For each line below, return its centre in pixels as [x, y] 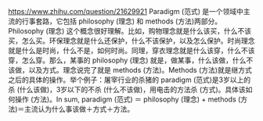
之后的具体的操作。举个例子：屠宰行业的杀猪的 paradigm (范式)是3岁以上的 [130, 80]
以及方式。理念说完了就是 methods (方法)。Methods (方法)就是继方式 [140, 70]
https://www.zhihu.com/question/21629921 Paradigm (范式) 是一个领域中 [126, 11]
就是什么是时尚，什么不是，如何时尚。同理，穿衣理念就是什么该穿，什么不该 [131, 50]
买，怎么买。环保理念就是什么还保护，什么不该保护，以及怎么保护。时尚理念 [131, 41]
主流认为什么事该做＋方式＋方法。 [79, 109]
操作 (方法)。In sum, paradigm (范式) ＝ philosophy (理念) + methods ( [128, 99]
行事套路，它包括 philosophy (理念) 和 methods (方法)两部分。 [122, 21]
